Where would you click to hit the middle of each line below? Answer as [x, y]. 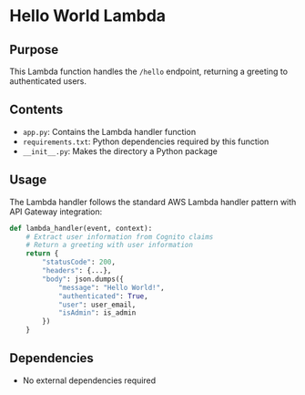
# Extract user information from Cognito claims [120, 237]
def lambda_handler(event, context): [81, 228]
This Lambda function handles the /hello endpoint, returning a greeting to [149, 71]
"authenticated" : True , [103, 296]
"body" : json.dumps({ [83, 279]
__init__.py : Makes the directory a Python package [120, 151]
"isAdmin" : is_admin [97, 313]
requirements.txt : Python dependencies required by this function [146, 141]
